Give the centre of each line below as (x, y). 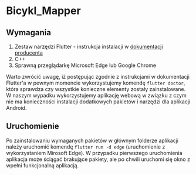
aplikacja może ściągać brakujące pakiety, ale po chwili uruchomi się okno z (98, 159)
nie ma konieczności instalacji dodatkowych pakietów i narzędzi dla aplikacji (98, 102)
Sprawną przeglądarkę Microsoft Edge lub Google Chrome (85, 65)
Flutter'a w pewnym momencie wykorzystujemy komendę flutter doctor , (96, 83)
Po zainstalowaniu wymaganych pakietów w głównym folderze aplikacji (92, 140)
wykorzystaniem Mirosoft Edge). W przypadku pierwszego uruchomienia (94, 153)
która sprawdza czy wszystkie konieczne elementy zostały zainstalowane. (96, 89)
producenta (28, 53)
